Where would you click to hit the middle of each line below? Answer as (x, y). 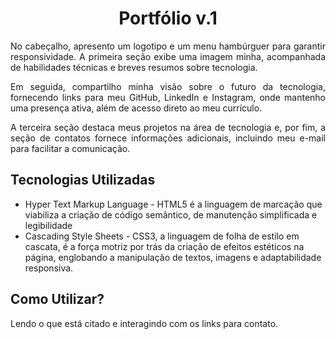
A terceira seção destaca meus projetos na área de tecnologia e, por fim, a (168, 127)
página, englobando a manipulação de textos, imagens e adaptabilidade (173, 257)
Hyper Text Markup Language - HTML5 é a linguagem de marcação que (173, 204)
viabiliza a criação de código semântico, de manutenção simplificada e (171, 214)
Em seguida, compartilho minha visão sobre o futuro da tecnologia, (168, 86)
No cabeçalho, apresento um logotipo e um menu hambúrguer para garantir (168, 46)
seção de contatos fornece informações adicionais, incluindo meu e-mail (168, 138)
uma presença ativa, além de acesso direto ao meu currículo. (136, 108)
